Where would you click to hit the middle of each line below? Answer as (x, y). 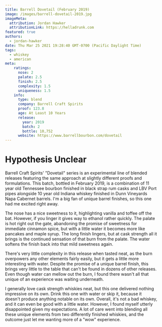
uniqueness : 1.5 (34, 91)
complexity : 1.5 (34, 86)
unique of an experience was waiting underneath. (54, 280)
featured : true (20, 32)
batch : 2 (31, 126)
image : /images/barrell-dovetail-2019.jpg (48, 14)
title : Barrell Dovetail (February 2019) (47, 9)
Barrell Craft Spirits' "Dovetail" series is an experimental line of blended (76, 173)
